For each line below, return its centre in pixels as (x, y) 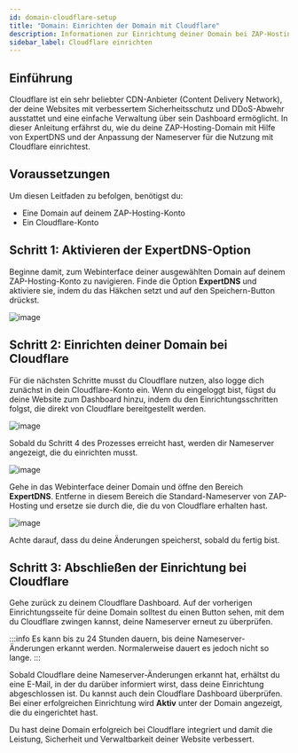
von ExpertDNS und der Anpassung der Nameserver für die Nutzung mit (141, 137)
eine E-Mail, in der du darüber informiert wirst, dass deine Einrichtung (137, 685)
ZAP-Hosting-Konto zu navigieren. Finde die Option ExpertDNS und (133, 281)
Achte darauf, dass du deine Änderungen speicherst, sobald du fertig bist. (145, 540)
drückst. (24, 300)
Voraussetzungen (60, 174)
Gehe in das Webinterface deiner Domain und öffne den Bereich (126, 486)
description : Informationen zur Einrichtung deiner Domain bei (129, 34)
